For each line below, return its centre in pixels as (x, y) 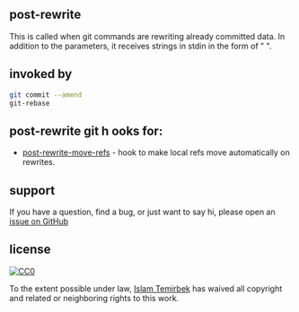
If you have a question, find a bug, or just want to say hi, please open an (142, 212)
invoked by (41, 74)
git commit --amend (46, 95)
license (30, 250)
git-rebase (30, 103)
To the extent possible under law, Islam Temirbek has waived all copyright (146, 288)
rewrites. (39, 162)
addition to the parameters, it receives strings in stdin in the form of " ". (141, 46)
